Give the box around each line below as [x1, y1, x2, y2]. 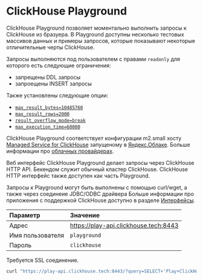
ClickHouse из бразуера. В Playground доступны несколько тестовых [6, 30, 184, 38]
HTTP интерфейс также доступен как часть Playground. [6, 172, 150, 179]
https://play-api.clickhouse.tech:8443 [69, 221, 179, 230]
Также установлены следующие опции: [6, 92, 109, 99]
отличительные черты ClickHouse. [6, 44, 95, 51]
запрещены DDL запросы [14, 73, 81, 81]
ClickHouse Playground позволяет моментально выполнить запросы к [6, 24, 187, 32]
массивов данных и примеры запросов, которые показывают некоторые [6, 37, 195, 44]
